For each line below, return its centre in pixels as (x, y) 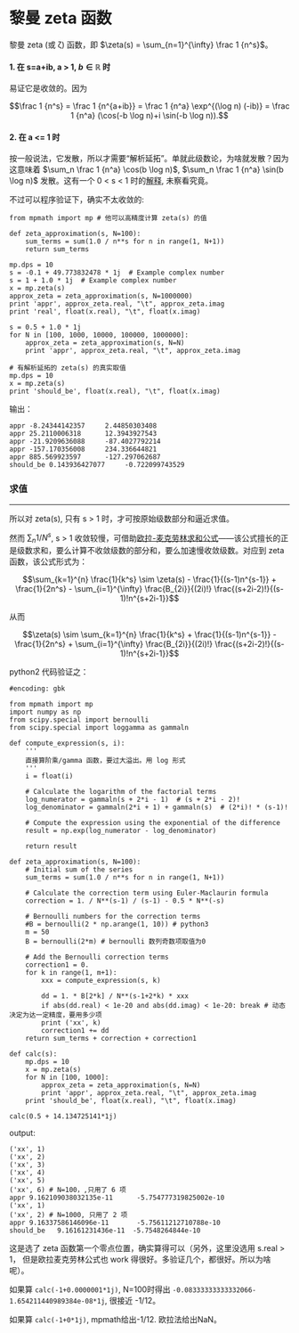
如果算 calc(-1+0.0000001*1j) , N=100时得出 (90, 1289)
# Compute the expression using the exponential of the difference (153, 823)
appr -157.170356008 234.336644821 (83, 450)
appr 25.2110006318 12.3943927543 (83, 434)
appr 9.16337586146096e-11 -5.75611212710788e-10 (115, 1223)
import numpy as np (45, 712)
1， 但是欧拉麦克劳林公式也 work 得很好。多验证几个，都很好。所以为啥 (140, 1259)
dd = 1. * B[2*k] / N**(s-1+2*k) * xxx (115, 996)
